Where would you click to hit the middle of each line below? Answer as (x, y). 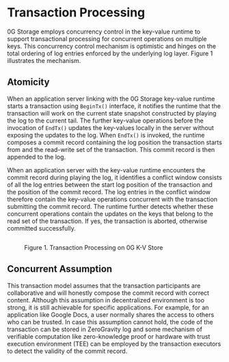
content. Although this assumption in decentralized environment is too (106, 300)
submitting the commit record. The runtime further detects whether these (110, 206)
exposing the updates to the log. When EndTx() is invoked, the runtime (106, 135)
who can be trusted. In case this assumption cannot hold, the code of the (110, 322)
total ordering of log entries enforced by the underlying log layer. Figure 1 (110, 53)
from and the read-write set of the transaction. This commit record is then (111, 149)
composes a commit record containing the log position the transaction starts (114, 142)
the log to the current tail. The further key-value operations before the (105, 120)
